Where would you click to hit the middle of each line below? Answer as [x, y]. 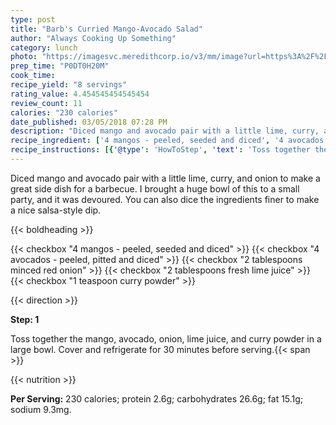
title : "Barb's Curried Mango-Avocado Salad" [106, 29]
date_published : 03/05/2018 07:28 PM [89, 122]
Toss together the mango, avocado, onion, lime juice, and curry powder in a [166, 338]
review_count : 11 [46, 103]
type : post [33, 19]
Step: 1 [25, 319]
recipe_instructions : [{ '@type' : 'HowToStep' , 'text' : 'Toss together [160, 150]
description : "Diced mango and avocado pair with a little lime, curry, [165, 131]
